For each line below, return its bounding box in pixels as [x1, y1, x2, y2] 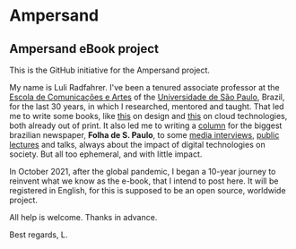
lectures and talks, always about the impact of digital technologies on [9, 140, 266, 150]
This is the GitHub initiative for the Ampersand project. [9, 64, 211, 75]
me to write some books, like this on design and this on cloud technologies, [9, 111, 288, 121]
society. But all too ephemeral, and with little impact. [9, 149, 203, 159]
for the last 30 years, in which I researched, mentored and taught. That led [9, 101, 284, 112]
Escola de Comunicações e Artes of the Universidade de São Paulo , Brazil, [9, 91, 285, 102]
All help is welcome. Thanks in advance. [9, 212, 158, 222]
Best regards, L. [9, 229, 68, 240]
